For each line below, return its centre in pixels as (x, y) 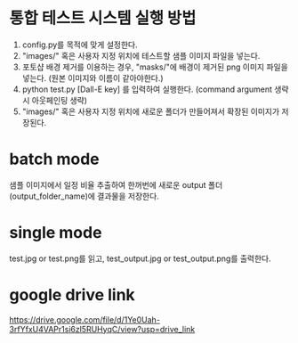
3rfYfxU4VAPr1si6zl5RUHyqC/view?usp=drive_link (102, 329)
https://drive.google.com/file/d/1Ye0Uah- (85, 319)
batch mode (54, 159)
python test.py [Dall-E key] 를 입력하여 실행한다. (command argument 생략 (155, 89)
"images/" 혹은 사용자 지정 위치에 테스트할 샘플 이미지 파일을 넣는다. (141, 55)
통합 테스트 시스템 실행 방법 (103, 18)
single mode (56, 233)
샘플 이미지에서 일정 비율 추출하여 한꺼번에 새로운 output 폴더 (116, 184)
